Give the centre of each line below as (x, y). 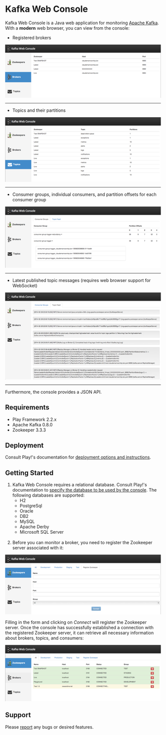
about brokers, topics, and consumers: (44, 638)
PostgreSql (31, 506)
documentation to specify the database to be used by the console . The (84, 490)
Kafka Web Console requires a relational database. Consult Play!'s (80, 485)
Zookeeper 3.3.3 (29, 430)
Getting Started (29, 473)
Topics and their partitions (39, 110)
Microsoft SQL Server (42, 532)
